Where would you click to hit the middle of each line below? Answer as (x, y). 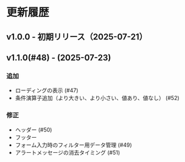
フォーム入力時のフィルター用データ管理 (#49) (73, 145)
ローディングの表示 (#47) (47, 90)
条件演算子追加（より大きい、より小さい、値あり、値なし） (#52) (97, 98)
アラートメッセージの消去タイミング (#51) (68, 152)
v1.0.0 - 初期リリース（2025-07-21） (77, 37)
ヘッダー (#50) (33, 130)
